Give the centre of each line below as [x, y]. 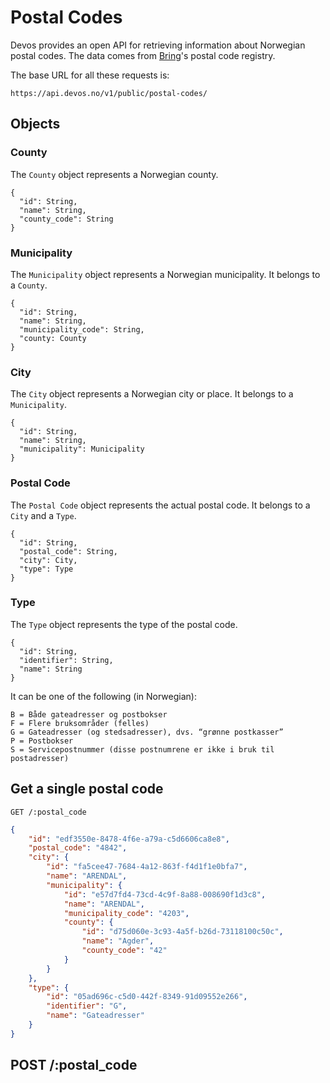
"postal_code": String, [68, 551]
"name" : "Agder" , [118, 941]
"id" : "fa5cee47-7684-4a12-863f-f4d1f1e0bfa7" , [147, 867]
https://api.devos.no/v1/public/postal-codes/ [109, 93]
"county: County [53, 338]
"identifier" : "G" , [87, 1006]
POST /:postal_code [74, 1065]
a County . [29, 285]
